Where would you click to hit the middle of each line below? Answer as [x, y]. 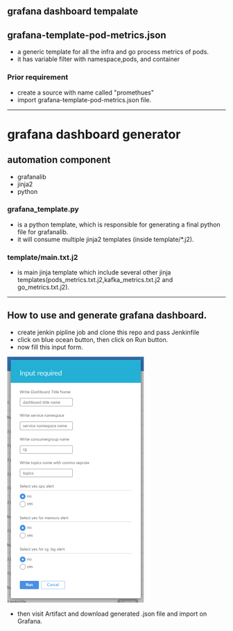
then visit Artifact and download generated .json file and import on [112, 614]
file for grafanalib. [43, 231]
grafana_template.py [43, 209]
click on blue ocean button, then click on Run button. [93, 339]
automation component [59, 160]
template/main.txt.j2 [43, 257]
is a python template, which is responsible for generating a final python [119, 224]
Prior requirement [38, 77]
